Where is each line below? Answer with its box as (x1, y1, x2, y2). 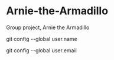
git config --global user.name (6, 35, 78, 42)
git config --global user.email (6, 46, 77, 54)
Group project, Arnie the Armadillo (6, 24, 90, 31)
